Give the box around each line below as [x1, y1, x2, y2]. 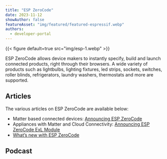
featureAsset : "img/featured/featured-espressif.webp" [5, 22, 125, 27]
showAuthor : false [5, 17, 44, 22]
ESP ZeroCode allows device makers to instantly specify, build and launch [5, 55, 161, 62]
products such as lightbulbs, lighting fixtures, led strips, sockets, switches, [5, 66, 162, 72]
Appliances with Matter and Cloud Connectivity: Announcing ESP [12, 121, 150, 127]
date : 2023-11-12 [5, 12, 42, 17]
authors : [5, 27, 24, 32]
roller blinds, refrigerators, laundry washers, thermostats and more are [5, 72, 154, 77]
